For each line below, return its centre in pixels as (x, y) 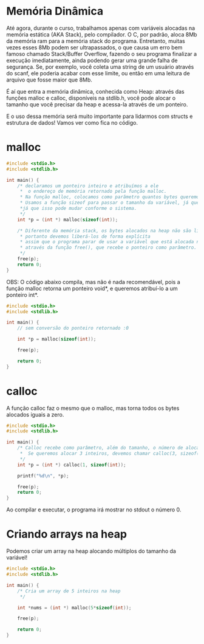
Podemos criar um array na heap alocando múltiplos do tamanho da (91, 551)
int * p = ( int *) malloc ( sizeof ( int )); (68, 220)
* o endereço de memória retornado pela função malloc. (93, 192)
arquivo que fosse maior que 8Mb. (49, 80)
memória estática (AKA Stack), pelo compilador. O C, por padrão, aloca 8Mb (102, 34)
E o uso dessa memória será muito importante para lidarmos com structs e (100, 116)
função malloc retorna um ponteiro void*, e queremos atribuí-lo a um (92, 288)
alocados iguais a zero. (35, 414)
